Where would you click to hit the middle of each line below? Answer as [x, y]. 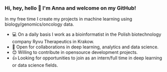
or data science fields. [35, 65]
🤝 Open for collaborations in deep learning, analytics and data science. [85, 47]
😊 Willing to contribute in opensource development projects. [75, 52]
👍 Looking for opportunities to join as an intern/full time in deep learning [87, 58]
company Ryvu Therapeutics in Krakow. [53, 42]
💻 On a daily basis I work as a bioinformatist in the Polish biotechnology [87, 34]
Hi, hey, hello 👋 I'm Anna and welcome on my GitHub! [70, 8]
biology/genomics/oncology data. [39, 24]
